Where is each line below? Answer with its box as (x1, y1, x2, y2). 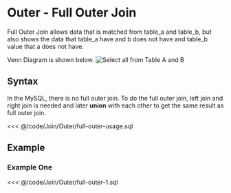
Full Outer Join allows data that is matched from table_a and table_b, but (7, 28, 212, 36)
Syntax (7, 76, 38, 88)
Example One (7, 163, 53, 172)
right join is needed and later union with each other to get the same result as (7, 101, 224, 110)
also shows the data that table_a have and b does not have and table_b (7, 34, 208, 43)
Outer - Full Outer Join (7, 5, 137, 21)
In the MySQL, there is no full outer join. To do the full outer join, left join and (7, 94, 223, 102)
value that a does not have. (7, 42, 84, 50)
